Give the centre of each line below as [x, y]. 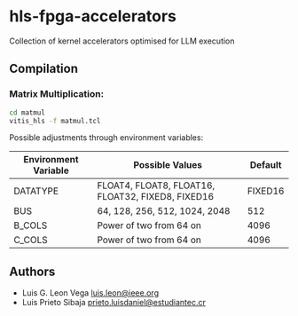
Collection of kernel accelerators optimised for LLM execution [122, 41]
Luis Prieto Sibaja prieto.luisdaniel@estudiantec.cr [114, 303]
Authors [32, 271]
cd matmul [27, 113]
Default [266, 165]
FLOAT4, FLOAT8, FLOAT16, [156, 186]
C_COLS [31, 240]
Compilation [43, 69]
